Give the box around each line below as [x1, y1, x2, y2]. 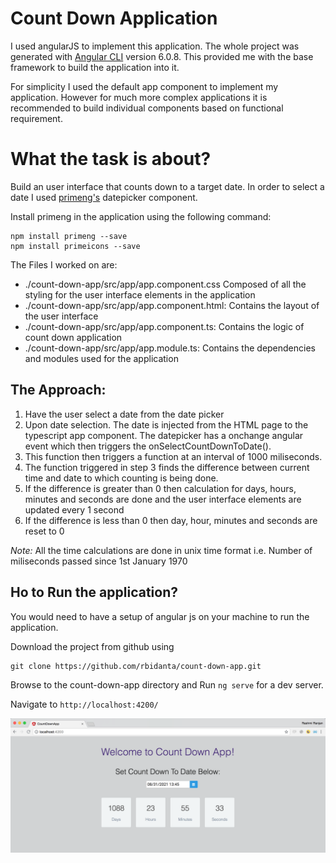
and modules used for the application [24, 352, 179, 364]
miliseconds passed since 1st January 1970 [10, 555, 188, 567]
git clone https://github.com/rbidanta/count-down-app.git [10, 661, 262, 671]
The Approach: [10, 382, 107, 399]
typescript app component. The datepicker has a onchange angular [24, 429, 304, 441]
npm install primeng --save [10, 231, 128, 241]
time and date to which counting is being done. [24, 472, 219, 484]
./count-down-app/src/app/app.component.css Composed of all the [24, 278, 307, 290]
